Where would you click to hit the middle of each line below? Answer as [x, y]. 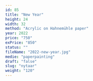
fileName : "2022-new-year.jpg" [38, 52]
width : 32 [16, 24]
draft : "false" [21, 61]
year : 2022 [17, 33]
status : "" [17, 47]
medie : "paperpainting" [30, 57]
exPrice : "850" [21, 43]
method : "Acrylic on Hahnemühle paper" [47, 29]
